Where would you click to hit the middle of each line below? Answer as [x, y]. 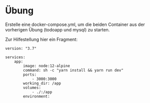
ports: [30, 75]
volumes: [32, 88]
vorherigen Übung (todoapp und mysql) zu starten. [58, 29]
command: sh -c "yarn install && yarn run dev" [73, 70]
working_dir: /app [42, 83]
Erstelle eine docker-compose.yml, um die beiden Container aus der [75, 24]
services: [15, 57]
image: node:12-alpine [47, 66]
